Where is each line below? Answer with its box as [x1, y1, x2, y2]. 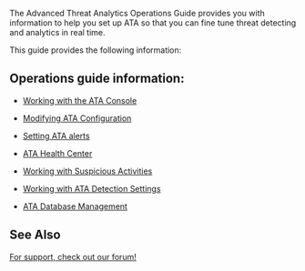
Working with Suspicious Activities [22, 166, 153, 176]
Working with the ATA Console [22, 95, 137, 105]
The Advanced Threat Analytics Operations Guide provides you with [9, 8, 266, 18]
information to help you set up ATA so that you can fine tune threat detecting [9, 17, 297, 28]
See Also [9, 227, 61, 243]
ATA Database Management [22, 200, 127, 212]
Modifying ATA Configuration [22, 113, 132, 124]
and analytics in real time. [9, 27, 107, 37]
